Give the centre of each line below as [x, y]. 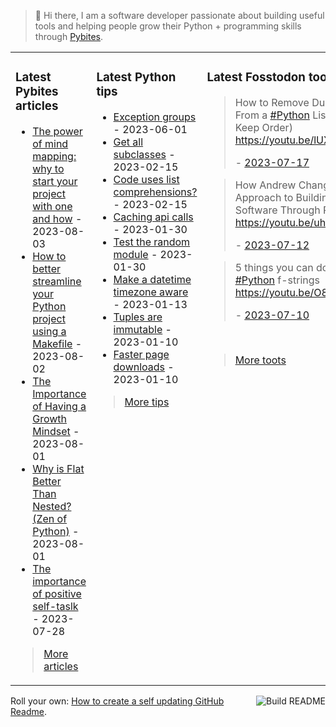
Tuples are [138, 317]
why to [48, 168]
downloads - [144, 367]
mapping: [54, 156]
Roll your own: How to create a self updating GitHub [117, 701]
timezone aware [151, 292]
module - [135, 254]
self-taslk [55, 606]
